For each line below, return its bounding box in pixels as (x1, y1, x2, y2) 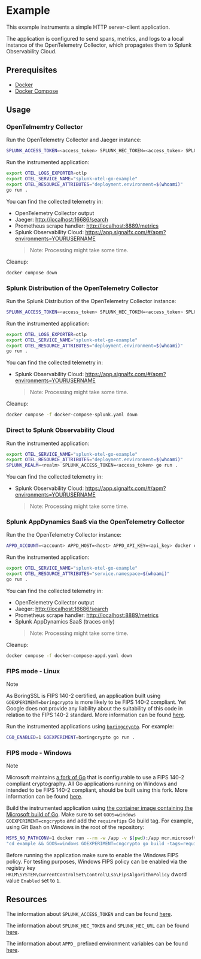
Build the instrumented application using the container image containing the (6, 804, 193, 812)
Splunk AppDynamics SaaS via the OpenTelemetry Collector (6, 518, 185, 526)
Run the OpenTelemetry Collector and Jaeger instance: (6, 136, 142, 144)
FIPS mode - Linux (6, 667, 60, 675)
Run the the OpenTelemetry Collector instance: (6, 531, 121, 539)
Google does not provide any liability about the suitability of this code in (6, 705, 183, 712)
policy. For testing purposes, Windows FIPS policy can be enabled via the (6, 858, 187, 866)
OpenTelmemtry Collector (6, 123, 83, 131)
